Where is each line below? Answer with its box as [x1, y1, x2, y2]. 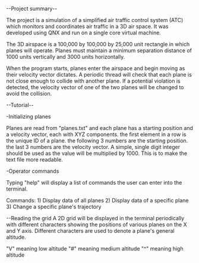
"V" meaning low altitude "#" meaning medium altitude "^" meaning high [6, 245, 184, 252]
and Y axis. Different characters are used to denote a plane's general [6, 227, 175, 234]
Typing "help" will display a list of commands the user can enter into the [6, 179, 182, 186]
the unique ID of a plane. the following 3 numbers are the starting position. [6, 137, 188, 144]
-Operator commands [6, 167, 59, 175]
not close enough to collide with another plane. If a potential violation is [6, 77, 181, 84]
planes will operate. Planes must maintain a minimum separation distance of [6, 47, 192, 54]
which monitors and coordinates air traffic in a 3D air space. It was [6, 23, 169, 30]
